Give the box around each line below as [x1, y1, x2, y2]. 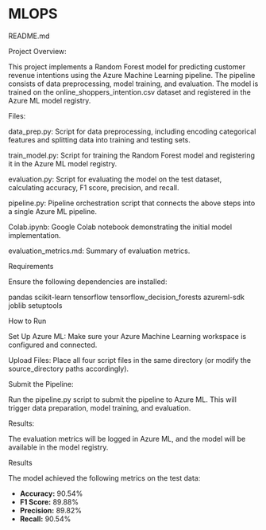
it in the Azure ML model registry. [8, 158, 118, 168]
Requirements [8, 261, 54, 271]
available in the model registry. [8, 442, 109, 452]
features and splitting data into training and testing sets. [8, 134, 191, 144]
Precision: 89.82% [19, 505, 82, 515]
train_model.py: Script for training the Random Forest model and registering [8, 150, 256, 160]
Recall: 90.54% [19, 514, 71, 524]
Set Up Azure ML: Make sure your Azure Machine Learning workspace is [8, 331, 247, 341]
